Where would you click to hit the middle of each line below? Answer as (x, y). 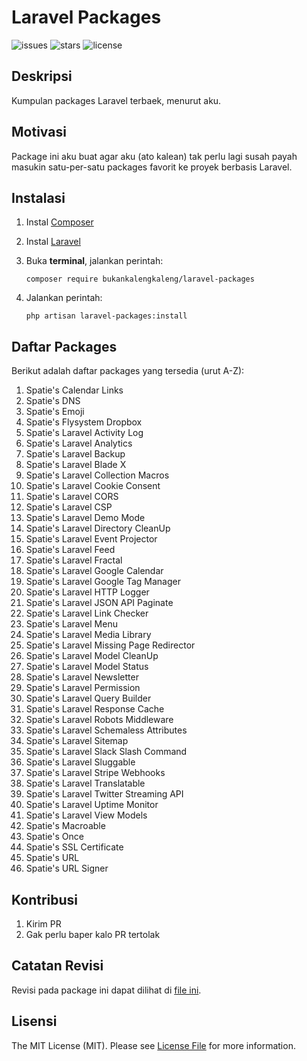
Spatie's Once (54, 837)
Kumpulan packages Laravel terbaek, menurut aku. (116, 100)
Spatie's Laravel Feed (70, 550)
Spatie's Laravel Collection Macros (97, 475)
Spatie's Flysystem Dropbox (84, 422)
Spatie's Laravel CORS (72, 497)
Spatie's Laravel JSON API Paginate (99, 603)
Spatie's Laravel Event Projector (91, 539)
